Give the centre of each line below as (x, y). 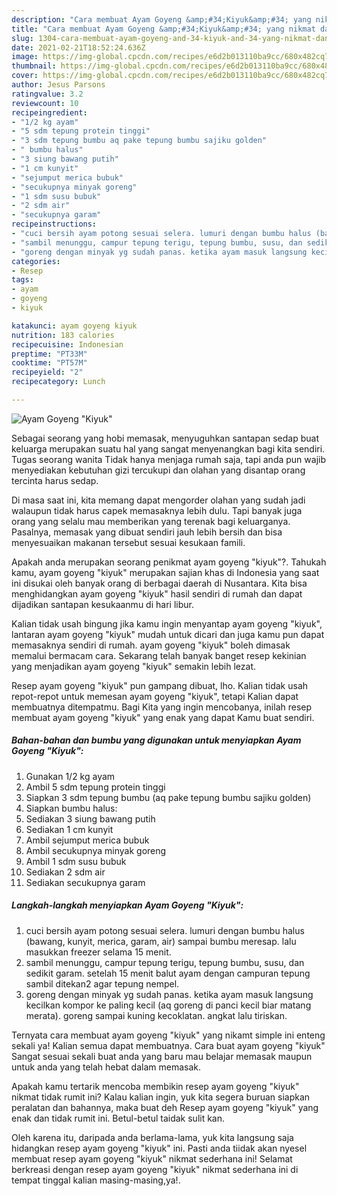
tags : (22, 280)
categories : (36, 261)
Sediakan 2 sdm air (65, 872)
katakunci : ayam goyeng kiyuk (74, 326)
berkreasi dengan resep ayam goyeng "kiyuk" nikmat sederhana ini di (155, 1169)
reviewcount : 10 (45, 103)
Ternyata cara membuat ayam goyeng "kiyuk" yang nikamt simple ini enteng (168, 1035)
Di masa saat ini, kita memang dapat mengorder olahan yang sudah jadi (158, 500)
